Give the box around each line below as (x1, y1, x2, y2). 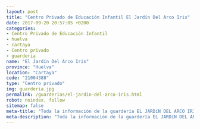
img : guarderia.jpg (6, 86, 55, 92)
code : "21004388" (6, 75, 49, 81)
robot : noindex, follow (6, 97, 65, 103)
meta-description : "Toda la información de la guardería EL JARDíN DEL (6, 114, 187, 119)
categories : (6, 25, 36, 32)
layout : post (6, 8, 39, 15)
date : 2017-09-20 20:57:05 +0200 (6, 20, 89, 26)
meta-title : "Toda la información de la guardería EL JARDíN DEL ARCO (6, 108, 185, 114)
